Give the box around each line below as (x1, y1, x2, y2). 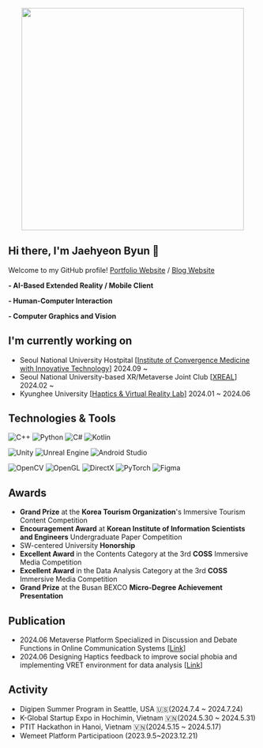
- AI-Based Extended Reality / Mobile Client (8, 281, 154, 290)
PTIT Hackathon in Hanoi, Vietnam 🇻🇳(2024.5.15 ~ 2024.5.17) (19, 722, 222, 731)
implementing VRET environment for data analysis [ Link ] (19, 660, 203, 670)
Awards (8, 486, 47, 500)
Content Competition (19, 516, 88, 525)
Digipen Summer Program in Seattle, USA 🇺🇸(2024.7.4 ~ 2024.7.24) (19, 704, 243, 713)
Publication (8, 614, 66, 628)
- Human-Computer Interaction (8, 296, 113, 305)
